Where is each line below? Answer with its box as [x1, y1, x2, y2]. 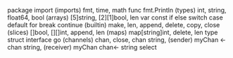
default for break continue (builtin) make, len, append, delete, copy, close [7, 21, 220, 29]
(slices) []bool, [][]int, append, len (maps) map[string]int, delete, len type [7, 28, 218, 36]
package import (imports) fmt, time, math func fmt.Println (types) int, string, [7, 6, 227, 14]
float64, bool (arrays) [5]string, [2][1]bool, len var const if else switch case [7, 13, 223, 22]
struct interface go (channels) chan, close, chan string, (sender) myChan [7, 36, 219, 44]
